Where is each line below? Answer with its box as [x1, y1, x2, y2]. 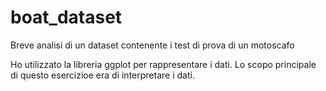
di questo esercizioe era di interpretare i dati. [10, 69, 195, 81]
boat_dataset [10, 6, 123, 29]
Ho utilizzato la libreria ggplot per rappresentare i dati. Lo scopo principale [10, 58, 317, 70]
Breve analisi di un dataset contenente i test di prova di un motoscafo [10, 39, 295, 51]
